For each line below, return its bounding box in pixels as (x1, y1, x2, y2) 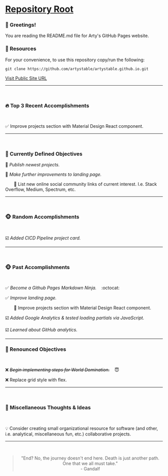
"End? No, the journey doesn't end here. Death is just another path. (20, 455, 159, 461)
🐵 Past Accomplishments (5, 264, 70, 271)
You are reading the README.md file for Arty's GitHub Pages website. (5, 33, 149, 39)
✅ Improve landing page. (5, 295, 57, 301)
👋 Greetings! (5, 22, 36, 29)
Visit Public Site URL (5, 75, 47, 81)
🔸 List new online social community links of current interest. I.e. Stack (13, 181, 157, 187)
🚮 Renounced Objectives (5, 346, 66, 353)
